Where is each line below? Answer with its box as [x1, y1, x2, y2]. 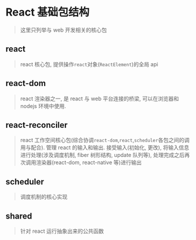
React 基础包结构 [5, 5, 90, 19]
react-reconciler [5, 120, 68, 130]
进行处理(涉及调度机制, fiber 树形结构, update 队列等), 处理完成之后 [20, 152, 185, 159]
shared [5, 211, 32, 221]
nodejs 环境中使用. [20, 102, 66, 109]
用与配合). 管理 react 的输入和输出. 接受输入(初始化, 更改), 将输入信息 [20, 144, 189, 151]
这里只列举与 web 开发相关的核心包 [20, 26, 107, 33]
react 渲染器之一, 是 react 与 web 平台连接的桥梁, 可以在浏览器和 [20, 95, 179, 102]
